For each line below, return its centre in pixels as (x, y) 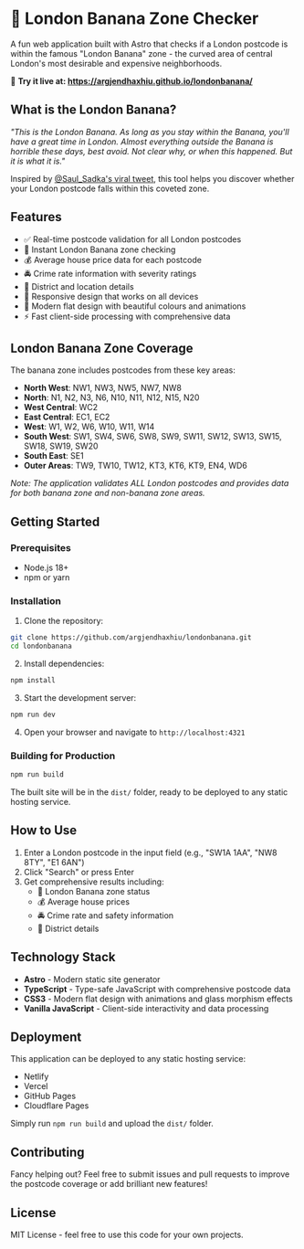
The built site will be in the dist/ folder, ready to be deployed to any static (149, 792)
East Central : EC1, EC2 (67, 417)
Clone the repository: (63, 621)
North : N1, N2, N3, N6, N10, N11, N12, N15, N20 (111, 397)
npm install (33, 681)
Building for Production (63, 756)
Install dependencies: (64, 664)
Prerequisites (41, 547)
